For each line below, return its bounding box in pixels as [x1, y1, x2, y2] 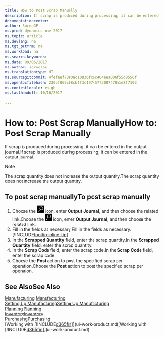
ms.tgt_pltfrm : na [5, 44, 43, 49]
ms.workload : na [5, 49, 38, 54]
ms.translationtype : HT [5, 70, 54, 75]
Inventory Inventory [5, 311, 44, 317]
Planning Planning [5, 306, 42, 312]
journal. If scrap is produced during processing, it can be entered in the [5, 149, 148, 155]
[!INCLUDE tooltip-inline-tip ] [12, 232, 68, 238]
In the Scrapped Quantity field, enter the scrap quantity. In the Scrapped [12, 237, 159, 243]
